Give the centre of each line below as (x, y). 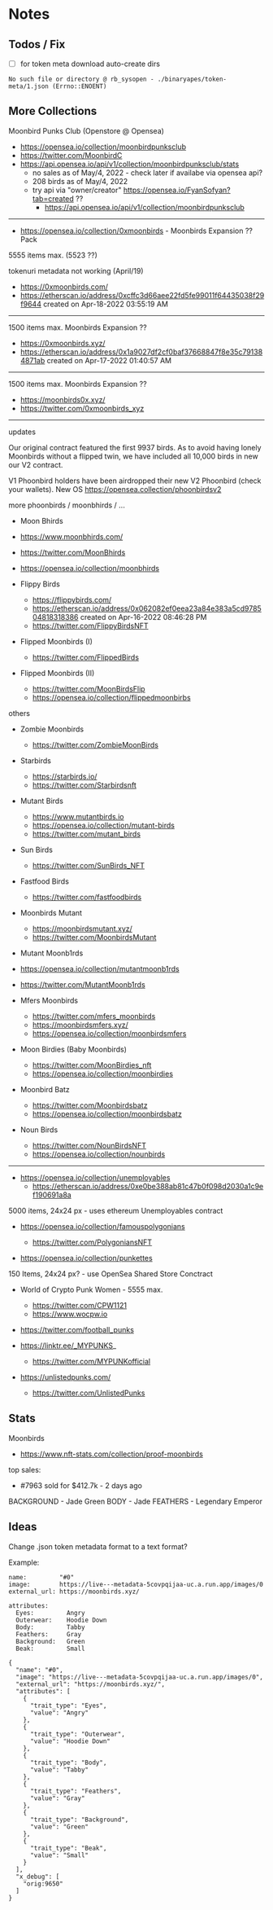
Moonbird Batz (45, 1089)
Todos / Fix (37, 44)
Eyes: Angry (50, 1613)
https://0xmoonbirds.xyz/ (63, 343)
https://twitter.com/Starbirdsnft (84, 785)
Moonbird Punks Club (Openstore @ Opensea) (87, 130)
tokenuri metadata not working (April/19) (76, 270)
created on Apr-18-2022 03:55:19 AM (106, 304)
